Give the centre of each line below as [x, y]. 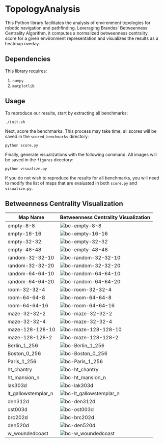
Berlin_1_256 [23, 346]
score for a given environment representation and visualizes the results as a [82, 38]
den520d [18, 425]
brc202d [18, 417]
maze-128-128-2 [30, 338]
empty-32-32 [25, 242]
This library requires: [26, 71]
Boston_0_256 [24, 354]
